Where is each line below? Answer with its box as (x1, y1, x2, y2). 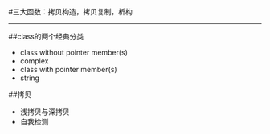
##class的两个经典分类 (8, 31, 84, 41)
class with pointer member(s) (19, 65, 118, 74)
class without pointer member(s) (19, 47, 129, 57)
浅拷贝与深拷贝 (19, 107, 70, 116)
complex (19, 56, 49, 66)
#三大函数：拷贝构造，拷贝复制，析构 (8, 7, 133, 16)
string (19, 73, 40, 83)
